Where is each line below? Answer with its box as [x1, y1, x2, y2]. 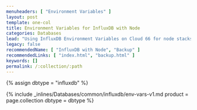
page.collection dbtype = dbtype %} [6, 97, 94, 104]
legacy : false [6, 42, 41, 48]
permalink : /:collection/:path [6, 63, 83, 69]
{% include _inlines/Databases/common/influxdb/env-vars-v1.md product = [6, 91, 189, 98]
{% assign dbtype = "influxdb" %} [6, 79, 89, 86]
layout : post [6, 14, 38, 20]
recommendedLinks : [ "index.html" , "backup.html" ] [6, 52, 135, 58]
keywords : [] [6, 58, 38, 64]
